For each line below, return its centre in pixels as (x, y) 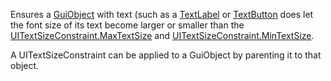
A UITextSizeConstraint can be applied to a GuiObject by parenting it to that (166, 55)
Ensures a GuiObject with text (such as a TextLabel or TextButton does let (162, 14)
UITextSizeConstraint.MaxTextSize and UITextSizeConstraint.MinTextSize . (162, 35)
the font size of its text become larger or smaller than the (127, 25)
